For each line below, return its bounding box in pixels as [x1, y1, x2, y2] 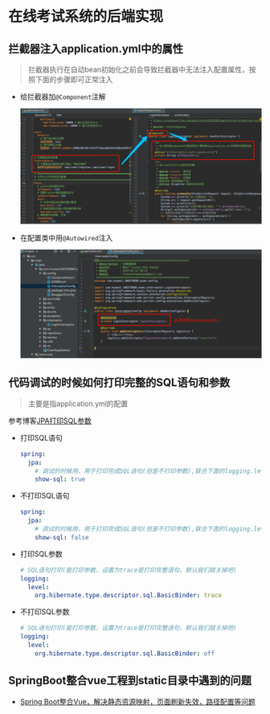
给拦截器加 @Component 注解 [19, 92, 106, 101]
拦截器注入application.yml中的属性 [8, 42, 183, 55]
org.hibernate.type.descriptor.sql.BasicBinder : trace [35, 592, 223, 600]
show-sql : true [35, 475, 86, 483]
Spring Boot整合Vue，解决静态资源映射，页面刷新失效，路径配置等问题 [19, 696, 256, 706]
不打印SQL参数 [19, 607, 70, 617]
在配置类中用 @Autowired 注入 [19, 233, 113, 243]
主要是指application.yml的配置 [27, 399, 129, 408]
